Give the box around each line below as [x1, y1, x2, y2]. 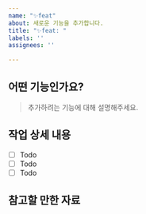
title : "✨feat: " [8, 26, 67, 34]
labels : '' [8, 34, 44, 42]
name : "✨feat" [8, 11, 56, 20]
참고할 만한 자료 [8, 193, 81, 208]
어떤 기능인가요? [8, 80, 84, 93]
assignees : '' [8, 42, 56, 50]
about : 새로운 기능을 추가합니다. [8, 19, 104, 27]
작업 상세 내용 [8, 129, 71, 142]
